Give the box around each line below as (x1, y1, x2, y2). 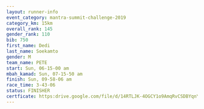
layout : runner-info (6, 8, 59, 15)
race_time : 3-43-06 (6, 82, 56, 88)
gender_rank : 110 (6, 31, 50, 38)
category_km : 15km (6, 20, 53, 26)
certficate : (6, 93, 36, 99)
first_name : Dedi (6, 43, 50, 49)
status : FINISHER (6, 88, 50, 94)
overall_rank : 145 (6, 25, 53, 32)
